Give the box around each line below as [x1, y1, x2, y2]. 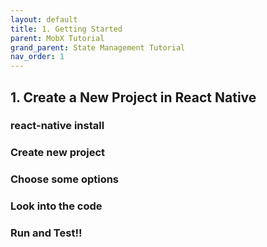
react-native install [10, 119, 105, 133]
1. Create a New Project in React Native [10, 89, 257, 106]
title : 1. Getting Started [10, 24, 123, 34]
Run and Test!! [10, 226, 83, 240]
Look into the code [10, 199, 103, 213]
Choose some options [10, 172, 120, 186]
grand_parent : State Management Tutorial [10, 42, 186, 53]
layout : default [10, 14, 78, 25]
